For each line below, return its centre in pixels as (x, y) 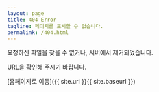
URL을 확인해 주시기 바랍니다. (47, 67)
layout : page (26, 13)
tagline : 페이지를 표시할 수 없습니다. (56, 26)
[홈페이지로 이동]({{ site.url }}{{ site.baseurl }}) (71, 82)
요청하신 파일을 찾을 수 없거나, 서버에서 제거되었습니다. (80, 52)
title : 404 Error (32, 20)
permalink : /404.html (38, 32)
